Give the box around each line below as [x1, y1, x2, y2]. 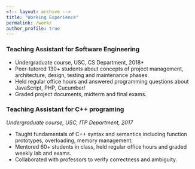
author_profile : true [6, 25, 60, 32]
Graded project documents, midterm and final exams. [14, 90, 147, 97]
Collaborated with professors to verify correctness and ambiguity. [14, 156, 178, 163]
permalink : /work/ [6, 20, 52, 26]
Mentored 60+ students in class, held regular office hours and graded [14, 143, 187, 150]
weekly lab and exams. [14, 149, 72, 156]
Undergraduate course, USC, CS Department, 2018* [14, 59, 145, 66]
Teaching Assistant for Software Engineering [6, 45, 140, 54]
